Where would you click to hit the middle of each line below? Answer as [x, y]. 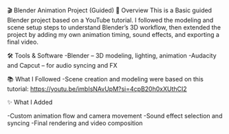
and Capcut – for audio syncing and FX [63, 65]
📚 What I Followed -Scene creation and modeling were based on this [106, 79]
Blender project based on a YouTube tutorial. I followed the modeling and [110, 20]
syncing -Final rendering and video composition [75, 123]
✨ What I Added [30, 102]
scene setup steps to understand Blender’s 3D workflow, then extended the [114, 27]
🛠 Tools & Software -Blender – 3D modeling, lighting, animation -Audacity [112, 55]
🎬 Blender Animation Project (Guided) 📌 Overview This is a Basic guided [109, 10]
